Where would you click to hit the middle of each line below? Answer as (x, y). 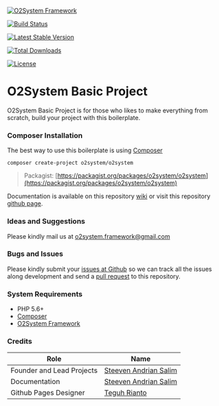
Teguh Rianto (126, 393)
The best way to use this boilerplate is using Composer (85, 150)
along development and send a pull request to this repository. (94, 276)
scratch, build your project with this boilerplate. (74, 117)
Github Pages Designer (48, 393)
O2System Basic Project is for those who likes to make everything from (107, 110)
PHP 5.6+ (31, 309)
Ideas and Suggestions (46, 222)
